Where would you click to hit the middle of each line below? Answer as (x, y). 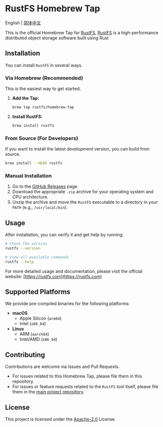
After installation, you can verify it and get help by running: (64, 235)
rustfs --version (23, 248)
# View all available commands (37, 257)
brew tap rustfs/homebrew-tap (43, 107)
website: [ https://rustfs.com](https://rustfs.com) (54, 276)
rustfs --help (20, 262)
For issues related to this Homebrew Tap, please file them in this (77, 376)
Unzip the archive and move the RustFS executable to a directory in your (85, 202)
